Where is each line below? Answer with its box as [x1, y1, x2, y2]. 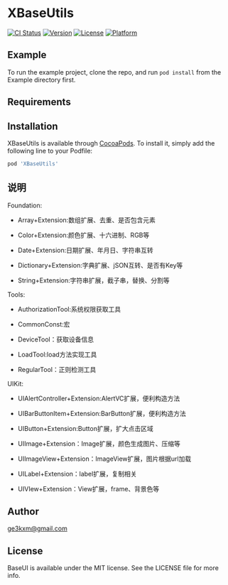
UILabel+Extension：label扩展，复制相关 [17, 469, 137, 478]
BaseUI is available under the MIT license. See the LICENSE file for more [7, 564, 219, 572]
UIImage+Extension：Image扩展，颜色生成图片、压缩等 [17, 439, 181, 448]
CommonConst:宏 [17, 319, 70, 328]
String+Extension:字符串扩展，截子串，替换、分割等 [17, 275, 170, 285]
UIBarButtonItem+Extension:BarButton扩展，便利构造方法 [17, 409, 187, 417]
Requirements [7, 96, 71, 108]
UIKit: [7, 379, 23, 388]
